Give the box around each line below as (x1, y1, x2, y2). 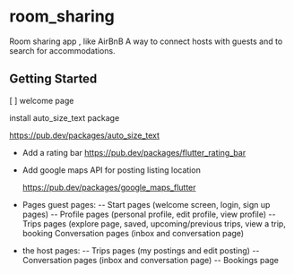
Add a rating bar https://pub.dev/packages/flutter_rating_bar (22, 147, 246, 158)
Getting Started (9, 72, 98, 87)
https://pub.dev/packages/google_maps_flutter (22, 182, 196, 193)
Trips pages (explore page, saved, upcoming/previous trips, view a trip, (22, 218, 287, 229)
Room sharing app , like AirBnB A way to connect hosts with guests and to (9, 36, 283, 47)
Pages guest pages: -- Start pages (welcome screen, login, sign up (22, 199, 271, 210)
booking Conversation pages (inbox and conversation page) (22, 227, 245, 238)
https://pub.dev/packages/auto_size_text (9, 130, 160, 141)
